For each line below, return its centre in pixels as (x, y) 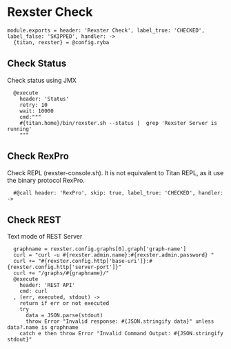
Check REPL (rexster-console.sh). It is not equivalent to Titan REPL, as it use (115, 172)
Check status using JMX (42, 80)
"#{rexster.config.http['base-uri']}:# (95, 261)
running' (20, 129)
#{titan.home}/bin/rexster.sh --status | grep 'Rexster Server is (118, 123)
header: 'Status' (44, 99)
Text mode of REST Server (45, 237)
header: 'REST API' (48, 286)
